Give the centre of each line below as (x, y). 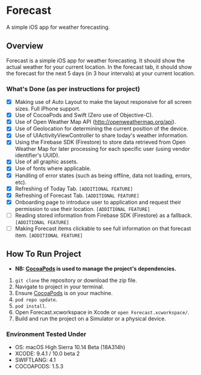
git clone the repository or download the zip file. (76, 280)
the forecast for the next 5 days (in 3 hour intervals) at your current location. (101, 73)
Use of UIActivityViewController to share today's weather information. (101, 135)
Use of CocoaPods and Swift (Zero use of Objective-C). (84, 115)
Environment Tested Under (46, 334)
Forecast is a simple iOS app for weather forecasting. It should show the (96, 60)
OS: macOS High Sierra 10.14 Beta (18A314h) (70, 347)
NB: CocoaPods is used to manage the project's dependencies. (95, 269)
